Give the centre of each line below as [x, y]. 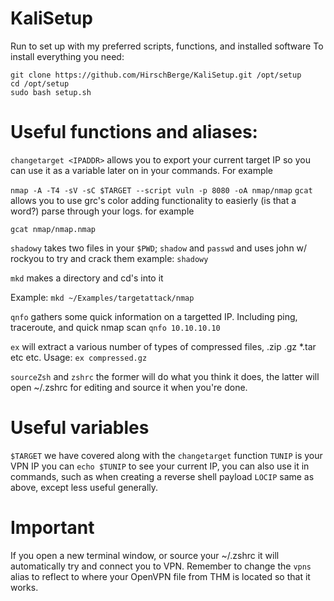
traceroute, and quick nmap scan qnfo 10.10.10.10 [115, 327]
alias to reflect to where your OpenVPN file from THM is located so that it [160, 576]
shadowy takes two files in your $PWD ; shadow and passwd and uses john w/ [159, 248]
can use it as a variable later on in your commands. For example [142, 170]
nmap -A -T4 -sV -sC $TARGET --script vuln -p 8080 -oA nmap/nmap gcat [161, 190]
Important [52, 528]
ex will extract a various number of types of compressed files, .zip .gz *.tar [163, 346]
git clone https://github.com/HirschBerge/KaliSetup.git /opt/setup [156, 75]
